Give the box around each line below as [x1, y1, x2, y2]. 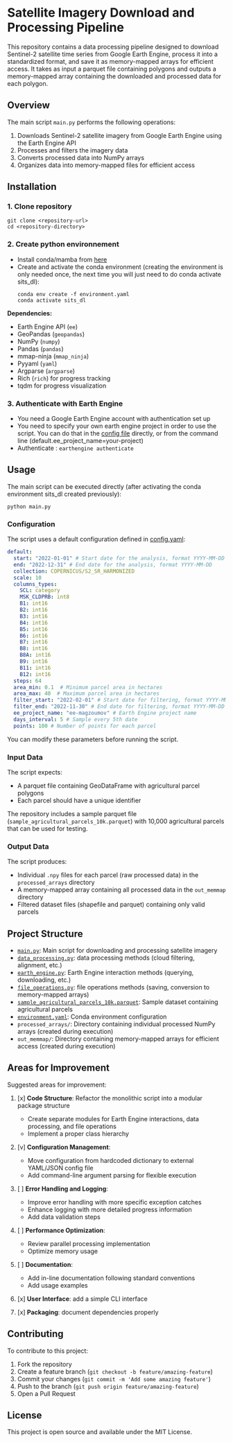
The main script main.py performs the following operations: [7, 118, 175, 126]
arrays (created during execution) [17, 1028, 114, 1036]
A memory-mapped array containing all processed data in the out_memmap [17, 885, 226, 894]
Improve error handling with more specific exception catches [27, 1198, 202, 1206]
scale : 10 [13, 574, 42, 581]
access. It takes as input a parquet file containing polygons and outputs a [7, 64, 216, 73]
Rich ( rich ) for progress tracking [17, 374, 111, 382]
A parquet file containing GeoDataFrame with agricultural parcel [17, 781, 200, 790]
